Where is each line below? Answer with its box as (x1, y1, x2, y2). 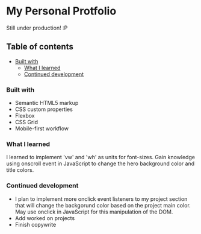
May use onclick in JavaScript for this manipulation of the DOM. (14, 208, 173, 215)
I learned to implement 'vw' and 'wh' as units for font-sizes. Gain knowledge (6, 154, 196, 161)
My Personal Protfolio (6, 4, 117, 18)
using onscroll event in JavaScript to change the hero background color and (6, 160, 195, 167)
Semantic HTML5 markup (14, 100, 79, 107)
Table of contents (6, 42, 73, 52)
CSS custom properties (14, 106, 73, 113)
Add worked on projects (14, 214, 75, 221)
